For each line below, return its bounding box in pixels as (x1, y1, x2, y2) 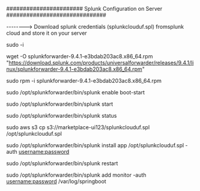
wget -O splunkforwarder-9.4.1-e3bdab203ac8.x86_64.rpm (6, 53, 153, 59)
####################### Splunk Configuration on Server (6, 5, 163, 12)
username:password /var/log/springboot (6, 178, 106, 185)
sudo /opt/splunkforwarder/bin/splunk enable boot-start (6, 89, 145, 95)
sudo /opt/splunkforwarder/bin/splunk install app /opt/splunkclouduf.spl (6, 142, 184, 149)
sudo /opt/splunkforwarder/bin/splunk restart (6, 160, 118, 167)
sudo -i (6, 41, 24, 48)
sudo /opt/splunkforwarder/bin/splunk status (6, 112, 117, 119)
